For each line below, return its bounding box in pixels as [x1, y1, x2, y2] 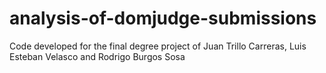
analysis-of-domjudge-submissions [9, 7, 317, 30]
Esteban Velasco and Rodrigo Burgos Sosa [9, 50, 186, 62]
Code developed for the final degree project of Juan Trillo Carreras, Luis [9, 40, 307, 52]
